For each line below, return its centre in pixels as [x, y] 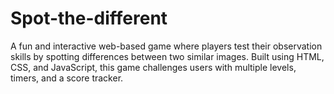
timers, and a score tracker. [67, 78]
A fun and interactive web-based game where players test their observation [166, 46]
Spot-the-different [89, 18]
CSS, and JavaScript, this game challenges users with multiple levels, [153, 67]
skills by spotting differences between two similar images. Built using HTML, [167, 56]
